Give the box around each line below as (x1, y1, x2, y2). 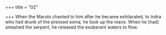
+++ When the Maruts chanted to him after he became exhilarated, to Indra (5, 14, 161, 19)
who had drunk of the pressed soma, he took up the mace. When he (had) (5, 19, 159, 25)
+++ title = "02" (5, 4, 38, 10)
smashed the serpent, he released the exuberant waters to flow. (5, 24, 138, 30)
